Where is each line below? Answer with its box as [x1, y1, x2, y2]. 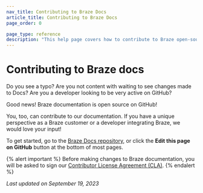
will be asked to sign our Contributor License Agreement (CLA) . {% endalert [6, 162, 195, 169]
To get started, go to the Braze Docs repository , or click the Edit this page [6, 137, 190, 145]
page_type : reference [6, 31, 61, 37]
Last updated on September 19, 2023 [6, 180, 99, 188]
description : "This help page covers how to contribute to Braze [6, 37, 174, 43]
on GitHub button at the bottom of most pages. [6, 143, 124, 151]
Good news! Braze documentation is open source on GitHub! [6, 101, 158, 108]
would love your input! [6, 125, 62, 133]
